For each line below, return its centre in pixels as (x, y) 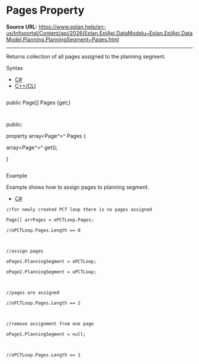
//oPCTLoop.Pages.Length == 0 (44, 230)
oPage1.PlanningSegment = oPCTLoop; (51, 261)
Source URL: (22, 27)
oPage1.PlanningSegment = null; (46, 334)
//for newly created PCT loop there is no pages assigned (79, 209)
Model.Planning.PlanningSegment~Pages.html (63, 39)
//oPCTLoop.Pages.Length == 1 (44, 355)
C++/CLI (25, 86)
